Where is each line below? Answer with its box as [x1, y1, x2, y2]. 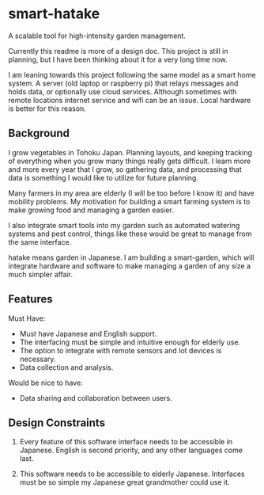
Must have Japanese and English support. [19, 329, 157, 338]
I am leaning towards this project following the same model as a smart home [8, 70, 256, 79]
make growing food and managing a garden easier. [8, 205, 174, 215]
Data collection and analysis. [19, 362, 114, 372]
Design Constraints [8, 416, 105, 429]
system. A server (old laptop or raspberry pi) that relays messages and [8, 78, 239, 88]
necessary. [19, 354, 56, 364]
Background [8, 127, 70, 140]
